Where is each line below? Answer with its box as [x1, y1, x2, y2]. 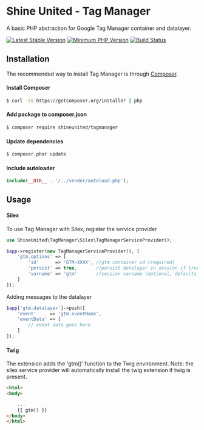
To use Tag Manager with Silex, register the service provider [6, 225, 157, 232]
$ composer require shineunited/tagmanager [6, 124, 118, 131]
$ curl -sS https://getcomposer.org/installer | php [6, 98, 143, 104]
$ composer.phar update [6, 151, 67, 157]
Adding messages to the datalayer [6, 293, 92, 300]
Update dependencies [6, 137, 64, 145]
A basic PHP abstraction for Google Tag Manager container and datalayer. [6, 24, 191, 32]
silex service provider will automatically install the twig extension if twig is [6, 367, 191, 374]
